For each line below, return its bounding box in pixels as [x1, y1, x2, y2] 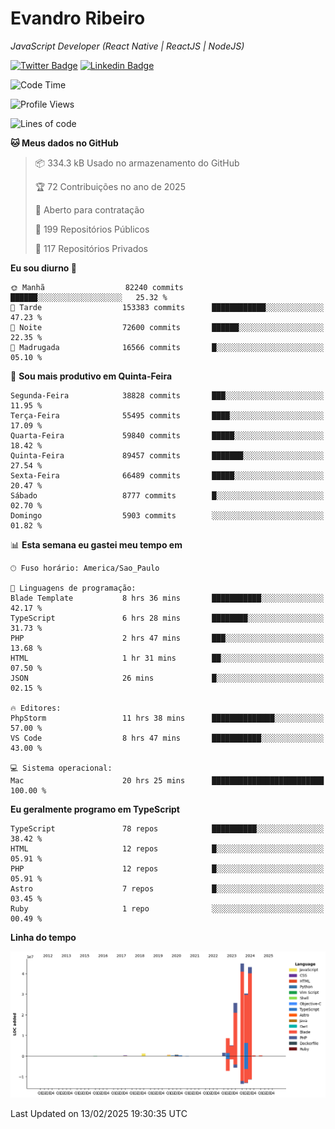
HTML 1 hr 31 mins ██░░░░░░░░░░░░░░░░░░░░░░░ [10, 653, 325, 663]
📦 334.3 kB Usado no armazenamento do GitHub [34, 157, 240, 169]
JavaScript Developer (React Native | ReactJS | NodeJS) [10, 40, 245, 52]
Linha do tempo [10, 931, 77, 943]
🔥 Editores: [10, 703, 62, 713]
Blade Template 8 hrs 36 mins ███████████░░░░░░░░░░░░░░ [10, 593, 325, 603]
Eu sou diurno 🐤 [10, 262, 77, 274]
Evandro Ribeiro [10, 7, 146, 30]
